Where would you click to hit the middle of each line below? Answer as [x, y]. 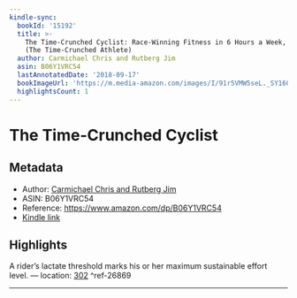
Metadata [36, 168]
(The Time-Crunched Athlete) [79, 50]
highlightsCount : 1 [53, 91]
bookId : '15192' [47, 26]
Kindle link [41, 217]
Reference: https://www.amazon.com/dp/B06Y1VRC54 [122, 208]
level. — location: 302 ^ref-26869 [70, 276]
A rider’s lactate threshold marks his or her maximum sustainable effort [138, 266]
